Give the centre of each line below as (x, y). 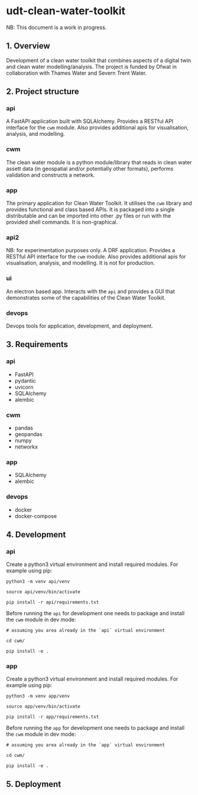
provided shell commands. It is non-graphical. (62, 222)
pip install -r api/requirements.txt (53, 602)
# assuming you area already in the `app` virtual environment (86, 745)
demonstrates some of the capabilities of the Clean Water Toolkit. (86, 297)
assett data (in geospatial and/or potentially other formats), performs (90, 168)
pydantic (25, 380)
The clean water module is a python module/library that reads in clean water (99, 162)
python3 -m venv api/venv (38, 582)
